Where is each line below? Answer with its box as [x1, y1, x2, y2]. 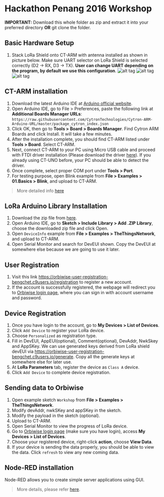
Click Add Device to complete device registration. [11, 370, 111, 375]
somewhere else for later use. [11, 359, 72, 365]
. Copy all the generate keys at [73, 354, 135, 359]
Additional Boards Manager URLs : [11, 111, 82, 116]
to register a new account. [79, 279, 133, 285]
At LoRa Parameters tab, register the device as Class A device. [11, 364, 139, 370]
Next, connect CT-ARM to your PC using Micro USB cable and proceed [11, 147, 156, 153]
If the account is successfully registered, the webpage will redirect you [11, 284, 156, 290]
